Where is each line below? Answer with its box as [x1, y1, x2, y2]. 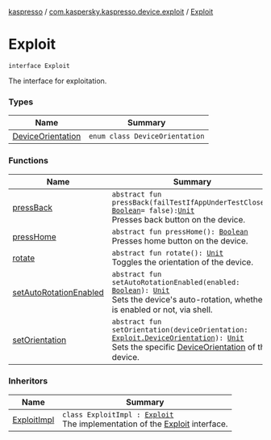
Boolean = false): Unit [111, 205, 195, 215]
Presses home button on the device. [111, 235, 248, 246]
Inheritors [8, 375, 48, 387]
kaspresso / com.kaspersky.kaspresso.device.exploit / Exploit [8, 7, 214, 16]
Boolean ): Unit [111, 286, 170, 294]
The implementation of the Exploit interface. [61, 418, 228, 429]
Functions [8, 155, 48, 167]
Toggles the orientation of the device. [111, 256, 254, 268]
